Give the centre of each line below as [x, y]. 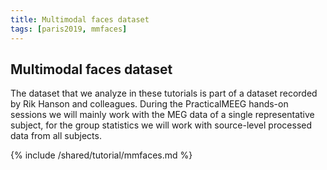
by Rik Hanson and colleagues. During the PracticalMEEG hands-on [149, 104]
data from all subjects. [56, 136]
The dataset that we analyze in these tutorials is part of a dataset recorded [164, 93]
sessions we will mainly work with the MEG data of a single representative [162, 115]
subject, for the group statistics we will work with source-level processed [161, 125]
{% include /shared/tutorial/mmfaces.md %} [101, 155]
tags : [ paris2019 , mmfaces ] [69, 29]
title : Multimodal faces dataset [80, 19]
